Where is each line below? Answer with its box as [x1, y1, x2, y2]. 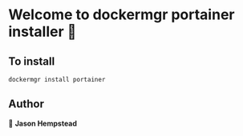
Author [8, 98, 44, 111]
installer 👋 [8, 22, 77, 41]
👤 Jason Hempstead [8, 118, 78, 128]
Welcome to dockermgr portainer [8, 6, 235, 24]
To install [8, 54, 55, 68]
